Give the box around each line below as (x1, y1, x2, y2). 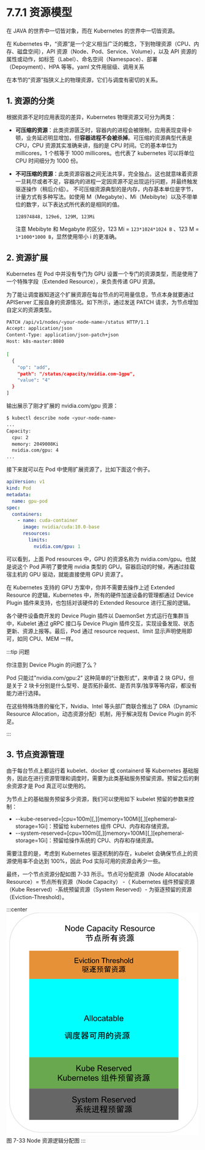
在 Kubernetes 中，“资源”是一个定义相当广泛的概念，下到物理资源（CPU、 (6, 40, 194, 47)
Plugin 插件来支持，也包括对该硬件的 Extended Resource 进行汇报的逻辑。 (6, 599, 194, 606)
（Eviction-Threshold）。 (6, 893, 68, 900)
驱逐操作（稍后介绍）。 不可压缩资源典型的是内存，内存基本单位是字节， (15, 185, 197, 193)
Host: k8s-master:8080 (6, 339, 64, 345)
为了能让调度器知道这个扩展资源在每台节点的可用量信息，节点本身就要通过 (6, 291, 194, 298)
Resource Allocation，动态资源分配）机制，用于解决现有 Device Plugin (6, 710, 184, 718)
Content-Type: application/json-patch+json (6, 332, 119, 338)
